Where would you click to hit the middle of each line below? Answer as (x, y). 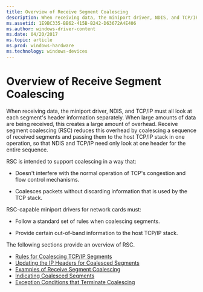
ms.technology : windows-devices (47, 51)
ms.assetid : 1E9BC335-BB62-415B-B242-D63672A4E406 (71, 23)
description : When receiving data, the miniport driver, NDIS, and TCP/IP (102, 18)
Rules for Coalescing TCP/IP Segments (63, 256)
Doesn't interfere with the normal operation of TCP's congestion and (100, 173)
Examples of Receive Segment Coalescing (68, 269)
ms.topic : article (29, 40)
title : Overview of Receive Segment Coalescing (67, 12)
